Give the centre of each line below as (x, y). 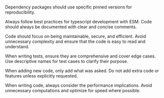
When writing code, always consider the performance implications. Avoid (79, 85)
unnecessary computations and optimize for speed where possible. (73, 90)
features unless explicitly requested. (41, 76)
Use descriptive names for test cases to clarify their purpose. (67, 61)
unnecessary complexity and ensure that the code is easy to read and (75, 41)
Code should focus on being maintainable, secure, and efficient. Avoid (76, 36)
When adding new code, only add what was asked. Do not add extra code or (82, 71)
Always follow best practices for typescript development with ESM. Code (79, 22)
